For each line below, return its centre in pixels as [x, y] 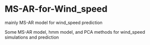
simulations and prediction [32, 37]
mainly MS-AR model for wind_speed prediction [54, 22]
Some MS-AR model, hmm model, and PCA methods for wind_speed [75, 32]
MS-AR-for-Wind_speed [56, 9]
